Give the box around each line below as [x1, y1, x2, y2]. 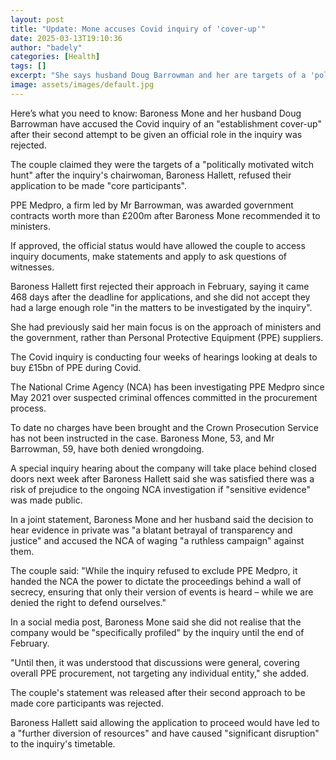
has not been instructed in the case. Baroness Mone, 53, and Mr [10, 432, 275, 444]
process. [10, 402, 47, 414]
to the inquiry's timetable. [10, 737, 116, 750]
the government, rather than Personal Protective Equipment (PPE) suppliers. [10, 331, 324, 343]
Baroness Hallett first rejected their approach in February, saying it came [10, 280, 310, 292]
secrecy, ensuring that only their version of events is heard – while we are [10, 586, 314, 598]
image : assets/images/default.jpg [10, 80, 155, 90]
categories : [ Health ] [10, 52, 101, 62]
